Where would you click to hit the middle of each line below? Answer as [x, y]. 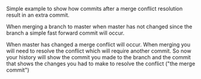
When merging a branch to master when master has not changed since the [99, 27]
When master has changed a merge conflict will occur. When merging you [98, 45]
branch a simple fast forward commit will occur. [65, 33]
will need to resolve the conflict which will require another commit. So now [99, 51]
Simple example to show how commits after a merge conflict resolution [94, 9]
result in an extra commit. [38, 15]
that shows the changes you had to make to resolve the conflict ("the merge [101, 63]
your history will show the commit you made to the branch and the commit [99, 57]
